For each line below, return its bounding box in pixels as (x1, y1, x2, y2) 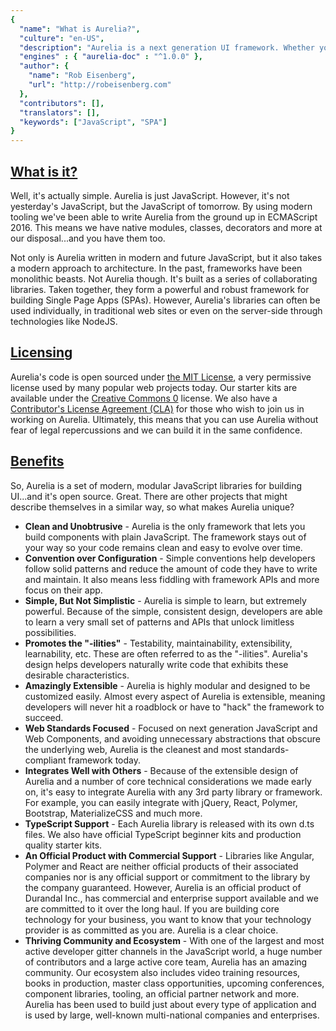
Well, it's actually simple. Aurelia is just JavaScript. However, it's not (10, 189, 290, 201)
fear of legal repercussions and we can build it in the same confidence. (10, 424, 303, 436)
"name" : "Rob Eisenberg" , (28, 71, 137, 81)
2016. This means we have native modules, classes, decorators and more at (10, 221, 323, 233)
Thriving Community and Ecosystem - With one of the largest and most (24, 934, 325, 946)
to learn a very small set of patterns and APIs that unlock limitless (24, 616, 295, 628)
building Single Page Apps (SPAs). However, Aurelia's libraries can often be (10, 294, 321, 306)
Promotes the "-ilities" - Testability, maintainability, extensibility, (24, 637, 293, 649)
